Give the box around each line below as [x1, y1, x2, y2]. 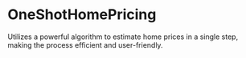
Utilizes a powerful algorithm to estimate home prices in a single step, [7, 32, 239, 41]
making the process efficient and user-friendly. [7, 40, 163, 49]
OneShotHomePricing [7, 6, 157, 24]
